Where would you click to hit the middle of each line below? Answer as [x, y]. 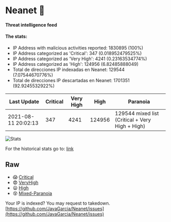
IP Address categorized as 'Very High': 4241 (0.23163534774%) [80, 59]
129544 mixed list [137, 113]
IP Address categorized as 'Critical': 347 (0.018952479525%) [77, 53]
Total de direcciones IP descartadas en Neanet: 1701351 [71, 80]
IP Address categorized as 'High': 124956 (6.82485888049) [76, 64]
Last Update [24, 102]
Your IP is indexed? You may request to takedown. [58, 203]
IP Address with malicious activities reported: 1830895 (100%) [78, 47]
